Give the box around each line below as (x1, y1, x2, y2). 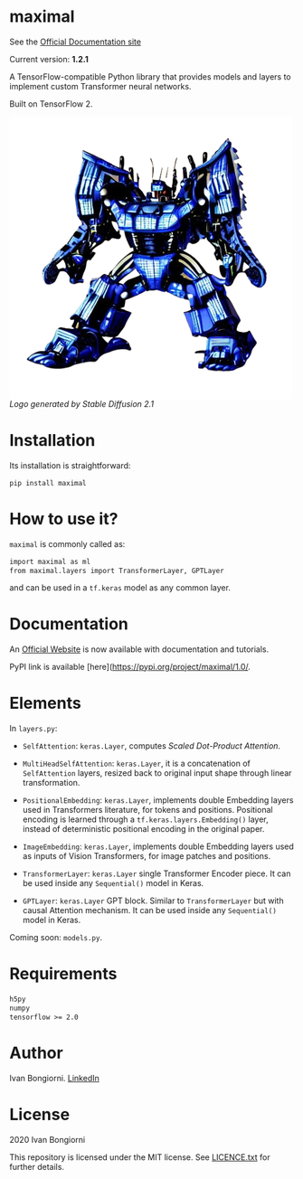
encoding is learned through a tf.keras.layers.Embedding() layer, (22, 814, 269, 825)
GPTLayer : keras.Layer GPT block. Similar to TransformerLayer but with (22, 895, 284, 906)
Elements (9, 693, 81, 713)
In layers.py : (9, 722, 58, 733)
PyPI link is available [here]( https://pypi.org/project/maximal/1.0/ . (9, 661, 251, 672)
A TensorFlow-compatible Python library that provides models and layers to (9, 71, 291, 82)
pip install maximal (9, 478, 88, 487)
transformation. (22, 777, 80, 788)
